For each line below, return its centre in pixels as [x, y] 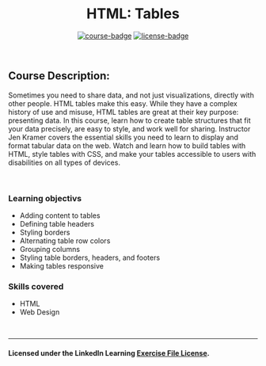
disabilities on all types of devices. [65, 162]
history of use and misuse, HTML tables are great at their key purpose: [123, 112]
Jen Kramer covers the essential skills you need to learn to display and [123, 137]
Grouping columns [50, 250]
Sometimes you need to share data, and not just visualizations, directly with [131, 95]
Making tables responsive [62, 266]
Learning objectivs [45, 198]
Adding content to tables [60, 215]
